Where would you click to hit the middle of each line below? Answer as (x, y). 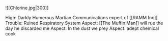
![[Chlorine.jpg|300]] (27, 8)
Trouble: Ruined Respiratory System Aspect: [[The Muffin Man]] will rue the (84, 23)
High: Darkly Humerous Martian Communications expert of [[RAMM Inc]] (81, 17)
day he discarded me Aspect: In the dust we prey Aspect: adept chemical (82, 28)
